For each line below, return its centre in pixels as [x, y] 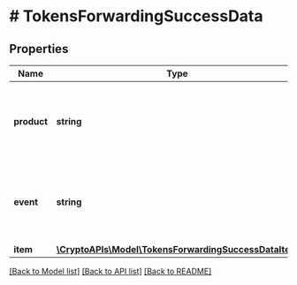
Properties [39, 49]
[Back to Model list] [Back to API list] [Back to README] [110, 271]
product [31, 121]
